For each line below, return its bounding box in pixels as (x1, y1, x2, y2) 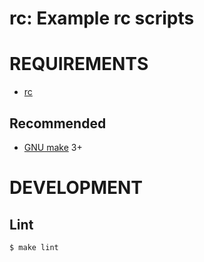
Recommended (9, 115, 107, 132)
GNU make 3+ (23, 141, 83, 153)
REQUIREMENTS (9, 53, 149, 76)
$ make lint (9, 242, 59, 252)
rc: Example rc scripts (9, 7, 195, 30)
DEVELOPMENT (9, 177, 144, 199)
